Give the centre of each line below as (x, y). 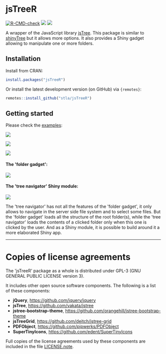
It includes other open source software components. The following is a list (81, 285)
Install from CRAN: (24, 70)
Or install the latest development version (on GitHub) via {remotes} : (74, 89)
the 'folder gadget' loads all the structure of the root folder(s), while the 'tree (83, 217)
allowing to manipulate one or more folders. (50, 43)
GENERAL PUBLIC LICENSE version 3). (45, 276)
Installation (23, 59)
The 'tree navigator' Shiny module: (42, 186)
